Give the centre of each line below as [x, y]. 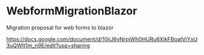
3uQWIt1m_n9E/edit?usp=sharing [48, 45]
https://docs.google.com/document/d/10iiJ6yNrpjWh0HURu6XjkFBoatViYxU [102, 39]
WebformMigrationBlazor [72, 11]
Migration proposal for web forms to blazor [60, 27]
